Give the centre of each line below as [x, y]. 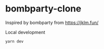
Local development [25, 32]
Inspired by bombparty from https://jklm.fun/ [52, 22]
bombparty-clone [43, 9]
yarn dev [14, 41]
